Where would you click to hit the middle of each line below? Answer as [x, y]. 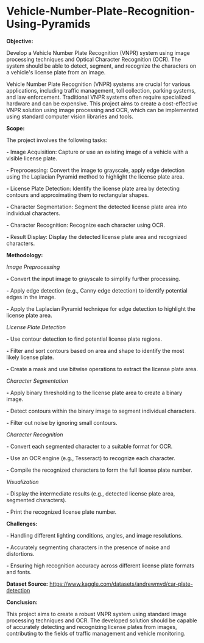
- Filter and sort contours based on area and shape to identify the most [95, 350]
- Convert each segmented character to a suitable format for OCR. [90, 446]
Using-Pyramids [48, 24]
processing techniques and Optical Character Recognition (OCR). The [94, 59]
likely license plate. [30, 357]
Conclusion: [22, 602]
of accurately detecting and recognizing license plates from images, [92, 627]
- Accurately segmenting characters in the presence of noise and [88, 547]
